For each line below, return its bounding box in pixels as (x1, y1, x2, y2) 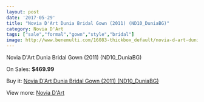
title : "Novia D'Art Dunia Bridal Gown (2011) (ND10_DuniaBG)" (6, 20, 170, 26)
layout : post (6, 8, 39, 15)
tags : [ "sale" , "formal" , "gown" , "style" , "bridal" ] (6, 32, 135, 38)
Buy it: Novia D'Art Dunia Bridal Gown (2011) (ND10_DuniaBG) (6, 77, 159, 84)
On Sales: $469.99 (6, 66, 55, 73)
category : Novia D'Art (6, 25, 64, 32)
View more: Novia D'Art (6, 89, 65, 96)
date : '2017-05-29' (6, 15, 56, 21)
